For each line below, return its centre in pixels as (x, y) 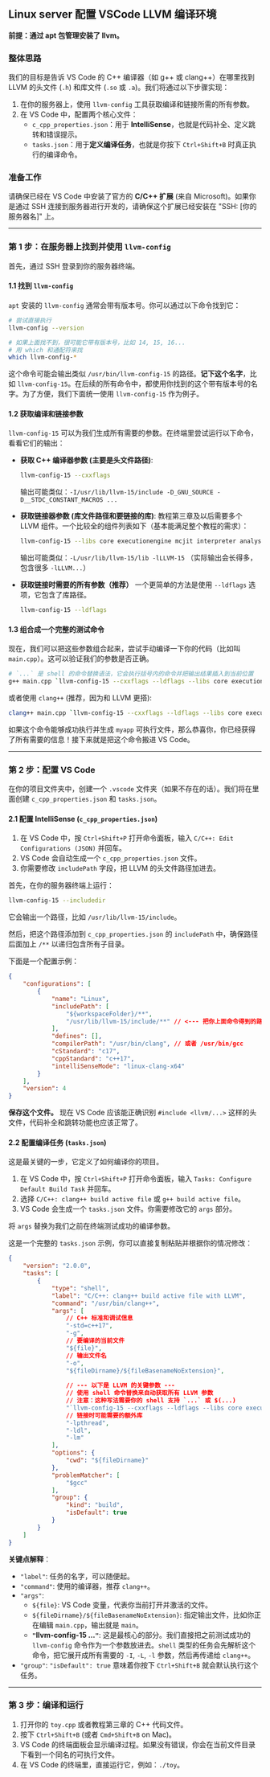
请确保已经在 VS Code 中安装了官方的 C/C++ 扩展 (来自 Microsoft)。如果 (129, 196)
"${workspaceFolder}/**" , (109, 1014)
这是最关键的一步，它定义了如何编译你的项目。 (86, 1162)
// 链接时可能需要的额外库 (104, 1415)
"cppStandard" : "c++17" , (93, 1059)
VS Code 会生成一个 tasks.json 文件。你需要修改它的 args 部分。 (128, 1209)
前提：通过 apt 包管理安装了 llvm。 (66, 35)
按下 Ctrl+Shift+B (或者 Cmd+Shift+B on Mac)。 (98, 1734)
